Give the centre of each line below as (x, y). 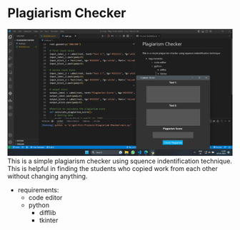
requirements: (38, 189)
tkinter (49, 220)
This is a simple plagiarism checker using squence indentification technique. (120, 161)
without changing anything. (47, 176)
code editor (45, 197)
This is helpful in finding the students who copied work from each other (112, 168)
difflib (47, 212)
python (39, 205)
